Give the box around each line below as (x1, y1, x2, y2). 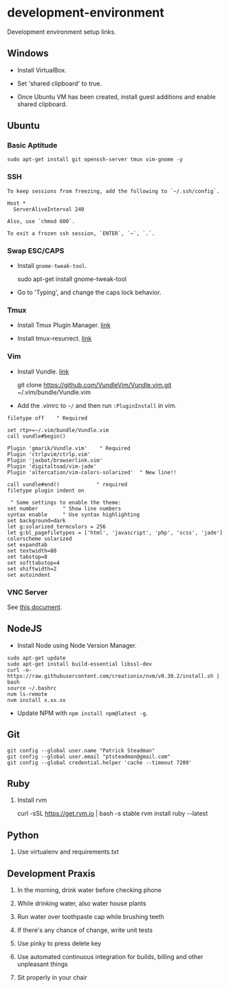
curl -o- (7, 666, 32, 673)
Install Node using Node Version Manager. (17, 641, 138, 649)
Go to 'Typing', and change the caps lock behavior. (17, 288, 162, 297)
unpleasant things (17, 960, 69, 968)
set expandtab (7, 541, 48, 548)
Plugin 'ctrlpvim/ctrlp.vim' (7, 451, 91, 457)
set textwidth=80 (7, 547, 57, 554)
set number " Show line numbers (7, 505, 122, 512)
